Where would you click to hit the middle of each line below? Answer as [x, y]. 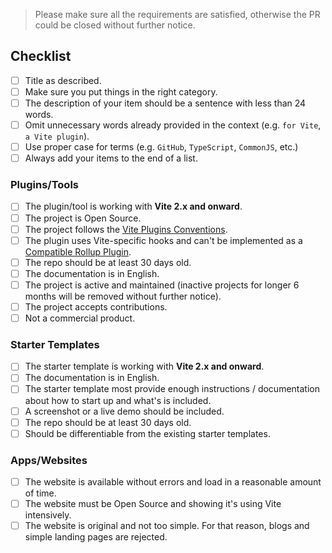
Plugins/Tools [44, 185]
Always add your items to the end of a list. [111, 158]
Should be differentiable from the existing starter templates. [147, 433]
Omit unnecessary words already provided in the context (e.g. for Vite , [173, 125]
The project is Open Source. [83, 218]
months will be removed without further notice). [123, 296]
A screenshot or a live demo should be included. [124, 411]
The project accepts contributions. [96, 306]
